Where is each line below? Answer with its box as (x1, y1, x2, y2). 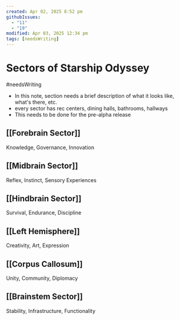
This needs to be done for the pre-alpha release (14, 111, 131, 118)
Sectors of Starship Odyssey (6, 61, 150, 75)
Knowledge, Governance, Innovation (6, 144, 95, 151)
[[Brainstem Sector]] (6, 292, 84, 302)
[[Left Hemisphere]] (6, 226, 81, 236)
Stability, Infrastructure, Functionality (6, 307, 96, 314)
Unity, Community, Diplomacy (6, 275, 78, 282)
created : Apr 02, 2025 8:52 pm (6, 8, 83, 15)
